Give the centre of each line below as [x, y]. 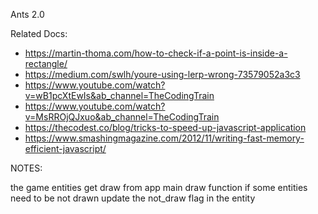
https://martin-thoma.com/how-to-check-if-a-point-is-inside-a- [156, 53]
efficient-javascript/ [65, 148]
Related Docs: [39, 33]
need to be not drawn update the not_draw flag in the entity [133, 198]
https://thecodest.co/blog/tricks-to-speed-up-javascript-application [165, 127]
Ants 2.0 [27, 14]
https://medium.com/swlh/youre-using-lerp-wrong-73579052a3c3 [162, 74]
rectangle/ [46, 63]
